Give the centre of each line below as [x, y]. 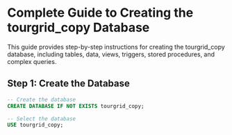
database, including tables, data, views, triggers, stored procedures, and [111, 54]
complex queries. [32, 61]
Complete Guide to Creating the [100, 13]
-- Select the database [42, 119]
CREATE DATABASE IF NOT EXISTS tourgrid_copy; [76, 106]
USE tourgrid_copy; [35, 125]
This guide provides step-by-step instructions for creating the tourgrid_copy [116, 47]
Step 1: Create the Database [68, 84]
